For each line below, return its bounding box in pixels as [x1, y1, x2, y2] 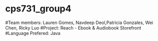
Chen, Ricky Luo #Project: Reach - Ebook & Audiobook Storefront [5, 24, 141, 30]
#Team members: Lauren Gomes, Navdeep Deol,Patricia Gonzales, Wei [5, 19, 153, 25]
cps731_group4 [5, 3, 72, 14]
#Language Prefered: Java [5, 30, 61, 36]
